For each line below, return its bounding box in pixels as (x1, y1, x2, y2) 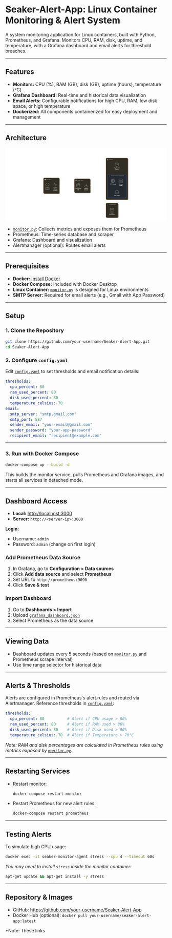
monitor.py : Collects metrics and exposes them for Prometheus (12, 226, 147, 232)
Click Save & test (12, 582, 50, 588)
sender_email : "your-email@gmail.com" (10, 422, 93, 427)
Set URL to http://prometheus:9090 (12, 576, 88, 583)
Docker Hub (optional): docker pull (12, 912, 88, 918)
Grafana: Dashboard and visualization (12, 237, 92, 243)
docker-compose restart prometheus (12, 811, 89, 816)
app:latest (12, 919, 36, 924)
